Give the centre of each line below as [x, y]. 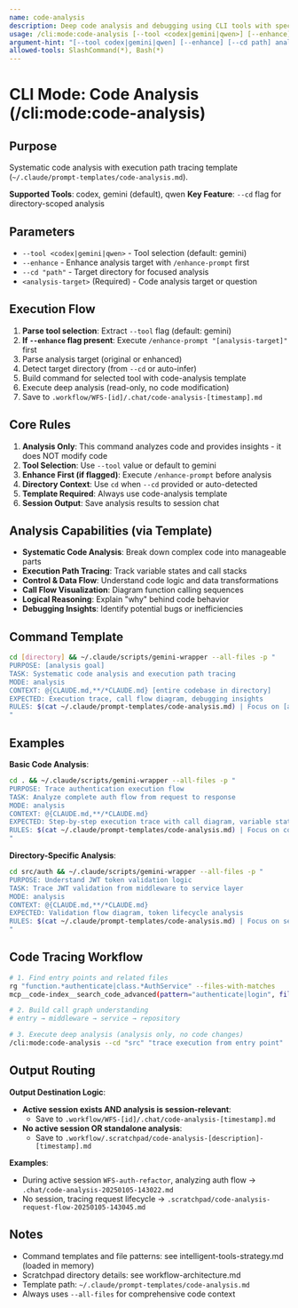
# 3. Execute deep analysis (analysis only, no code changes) [126, 1035]
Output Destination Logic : [58, 1092]
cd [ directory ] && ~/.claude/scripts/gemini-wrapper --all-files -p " [142, 658]
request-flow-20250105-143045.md [84, 1207]
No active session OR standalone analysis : [102, 1128]
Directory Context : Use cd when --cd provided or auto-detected [140, 484]
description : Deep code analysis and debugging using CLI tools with [141, 26]
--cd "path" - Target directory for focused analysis [115, 271]
